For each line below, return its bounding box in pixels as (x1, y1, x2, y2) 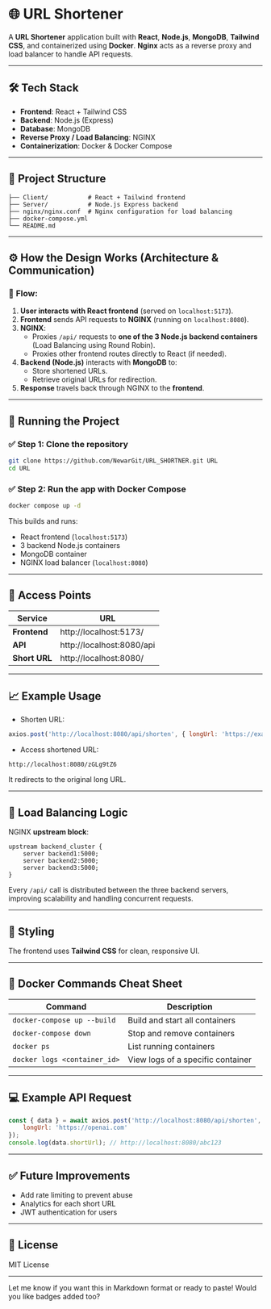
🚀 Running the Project (8, 414, 119, 428)
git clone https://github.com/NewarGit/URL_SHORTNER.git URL (8, 457, 219, 465)
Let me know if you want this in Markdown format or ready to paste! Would (8, 1282, 256, 1292)
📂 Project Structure (8, 172, 106, 186)
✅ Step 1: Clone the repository (8, 438, 129, 450)
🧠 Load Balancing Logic (8, 805, 128, 819)
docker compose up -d (8, 501, 81, 509)
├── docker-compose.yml (8, 215, 89, 223)
